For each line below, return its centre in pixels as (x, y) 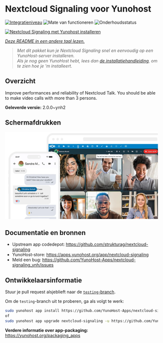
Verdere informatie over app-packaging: (47, 330)
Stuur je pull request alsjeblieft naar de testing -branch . (60, 292)
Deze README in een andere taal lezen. (45, 41)
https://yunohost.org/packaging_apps (43, 335)
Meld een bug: (26, 260)
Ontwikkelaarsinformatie (44, 280)
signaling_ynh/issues (33, 265)
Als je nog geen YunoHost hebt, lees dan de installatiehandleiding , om (87, 61)
